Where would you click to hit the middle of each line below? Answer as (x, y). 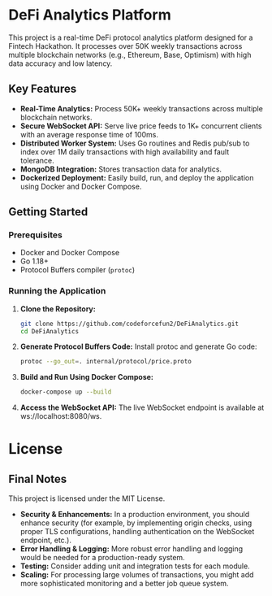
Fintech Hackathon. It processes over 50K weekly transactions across (125, 46)
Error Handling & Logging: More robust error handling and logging (132, 549)
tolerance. (37, 160)
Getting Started (48, 212)
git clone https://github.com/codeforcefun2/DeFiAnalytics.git (130, 324)
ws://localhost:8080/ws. (61, 416)
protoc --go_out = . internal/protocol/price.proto (106, 362)
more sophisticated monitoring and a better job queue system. (124, 584)
